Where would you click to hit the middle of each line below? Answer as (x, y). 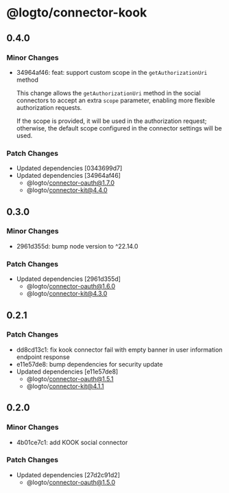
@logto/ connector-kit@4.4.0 (67, 190)
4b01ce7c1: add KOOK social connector (72, 442)
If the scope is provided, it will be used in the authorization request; (111, 121)
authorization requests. (49, 107)
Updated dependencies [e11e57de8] (67, 371)
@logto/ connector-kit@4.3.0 (67, 294)
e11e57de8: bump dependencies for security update (89, 364)
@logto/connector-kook (77, 13)
